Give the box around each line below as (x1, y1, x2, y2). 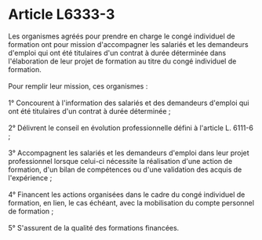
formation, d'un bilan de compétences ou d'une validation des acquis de (8, 165, 242, 174)
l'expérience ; (8, 173, 53, 182)
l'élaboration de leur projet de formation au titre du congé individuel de (8, 56, 237, 66)
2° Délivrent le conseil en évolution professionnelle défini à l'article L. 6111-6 (8, 123, 253, 133)
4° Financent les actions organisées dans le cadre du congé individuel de (8, 190, 246, 199)
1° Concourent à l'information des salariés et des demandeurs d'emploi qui (8, 98, 249, 107)
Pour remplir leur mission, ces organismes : (8, 81, 148, 91)
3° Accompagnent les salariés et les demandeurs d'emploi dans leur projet (8, 147, 249, 158)
